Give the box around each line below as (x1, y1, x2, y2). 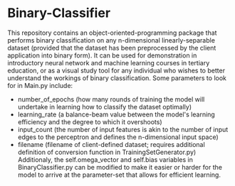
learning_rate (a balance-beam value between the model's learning (17, 110, 215, 119)
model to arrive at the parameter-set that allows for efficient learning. (17, 170, 221, 179)
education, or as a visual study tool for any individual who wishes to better (7, 66, 226, 75)
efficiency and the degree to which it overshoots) (17, 117, 162, 126)
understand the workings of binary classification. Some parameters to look (7, 73, 226, 82)
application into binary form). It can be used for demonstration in (7, 51, 197, 60)
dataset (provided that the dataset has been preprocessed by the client (7, 43, 216, 52)
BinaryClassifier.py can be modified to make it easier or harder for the (17, 163, 223, 171)
